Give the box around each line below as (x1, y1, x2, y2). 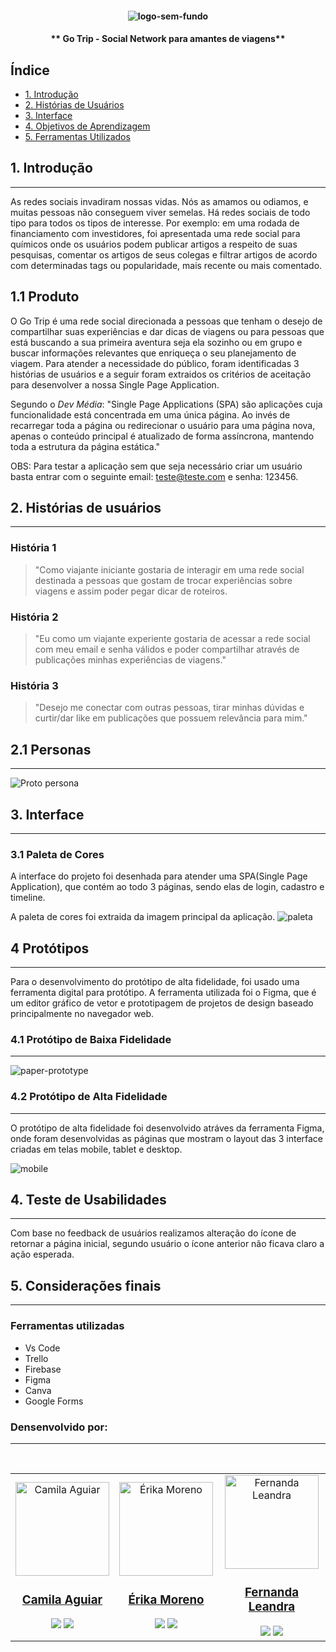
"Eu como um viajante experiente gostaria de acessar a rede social (34, 633, 311, 645)
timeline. (10, 892, 46, 904)
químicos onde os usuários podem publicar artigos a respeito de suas (10, 238, 298, 250)
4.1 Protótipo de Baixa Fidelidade (10, 1032, 172, 1046)
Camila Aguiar (21, 1592, 103, 1607)
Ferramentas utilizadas (10, 1319, 125, 1333)
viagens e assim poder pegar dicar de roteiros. (34, 585, 228, 597)
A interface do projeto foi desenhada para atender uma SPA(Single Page (10, 870, 308, 882)
